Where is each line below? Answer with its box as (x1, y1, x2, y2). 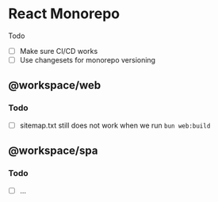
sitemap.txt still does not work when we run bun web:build (19, 120, 211, 130)
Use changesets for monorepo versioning (19, 55, 156, 64)
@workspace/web (8, 78, 101, 92)
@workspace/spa (8, 144, 98, 158)
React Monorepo (8, 5, 120, 23)
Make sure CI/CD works (19, 46, 98, 55)
